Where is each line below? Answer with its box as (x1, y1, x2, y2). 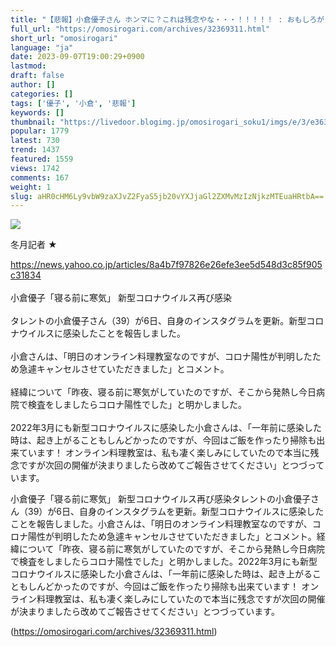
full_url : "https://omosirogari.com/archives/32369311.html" (10, 24, 271, 34)
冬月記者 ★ (10, 239, 58, 251)
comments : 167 (10, 172, 70, 183)
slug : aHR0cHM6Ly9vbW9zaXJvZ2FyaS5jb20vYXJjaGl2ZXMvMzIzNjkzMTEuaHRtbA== (10, 191, 325, 201)
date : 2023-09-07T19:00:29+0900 (10, 52, 145, 62)
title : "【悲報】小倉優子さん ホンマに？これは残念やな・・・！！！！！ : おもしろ (10, 14, 318, 25)
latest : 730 (10, 136, 60, 146)
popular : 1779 (10, 126, 70, 136)
